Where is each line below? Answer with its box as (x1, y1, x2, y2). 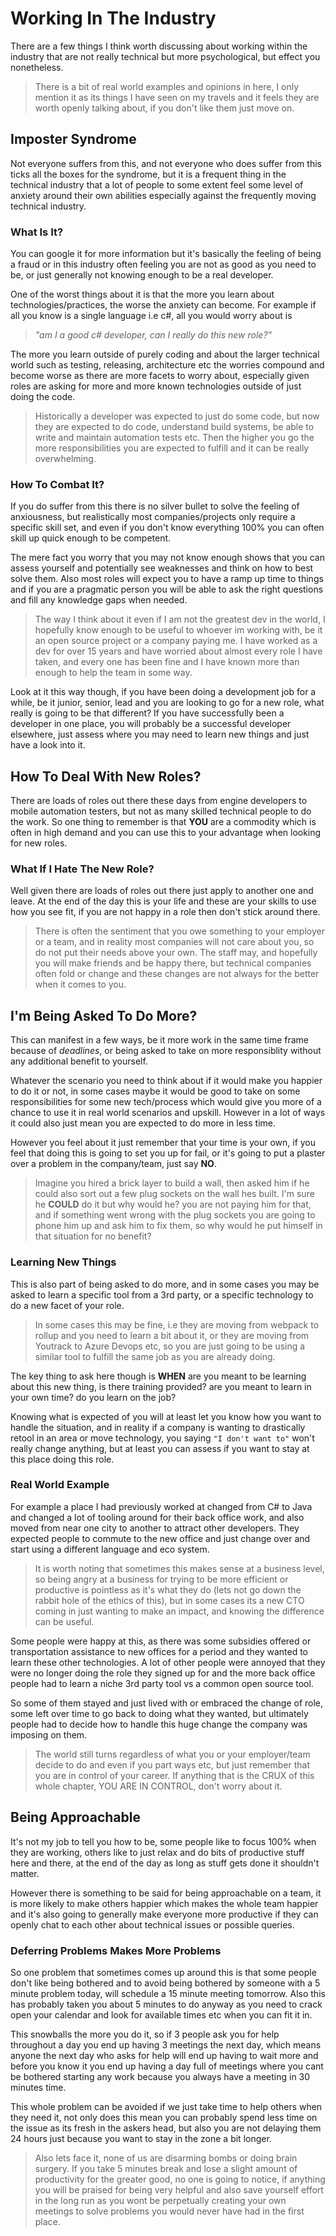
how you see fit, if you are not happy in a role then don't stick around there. (10, 906, 321, 918)
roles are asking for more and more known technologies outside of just (10, 380, 302, 392)
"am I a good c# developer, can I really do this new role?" (34, 329, 273, 341)
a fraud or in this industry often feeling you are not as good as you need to (10, 258, 317, 271)
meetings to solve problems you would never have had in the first (34, 2205, 305, 2217)
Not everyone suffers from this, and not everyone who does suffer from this (10, 157, 322, 169)
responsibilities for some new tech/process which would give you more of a (10, 1096, 322, 1108)
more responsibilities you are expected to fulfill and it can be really (34, 442, 310, 454)
